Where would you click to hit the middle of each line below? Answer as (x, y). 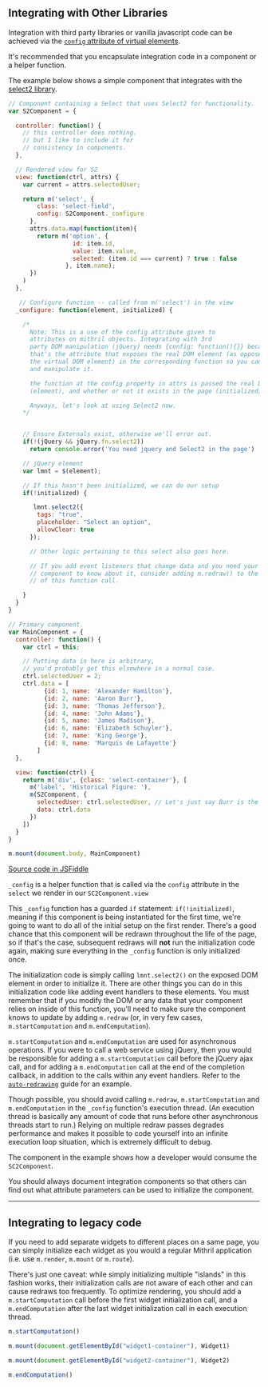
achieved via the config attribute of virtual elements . (95, 41)
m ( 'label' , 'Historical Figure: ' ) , (90, 787)
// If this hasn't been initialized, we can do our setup (121, 486)
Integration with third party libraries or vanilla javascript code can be (120, 32)
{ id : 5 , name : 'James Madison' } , (99, 721)
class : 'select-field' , (76, 206)
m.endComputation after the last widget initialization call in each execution (128, 1309)
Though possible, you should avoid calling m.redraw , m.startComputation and (134, 1100)
